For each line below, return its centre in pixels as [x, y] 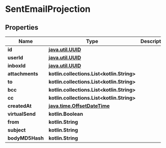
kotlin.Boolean [66, 114]
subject [17, 130]
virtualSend [22, 114]
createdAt [20, 106]
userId [15, 58]
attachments [23, 74]
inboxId [17, 66]
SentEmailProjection [48, 9]
